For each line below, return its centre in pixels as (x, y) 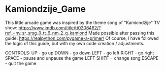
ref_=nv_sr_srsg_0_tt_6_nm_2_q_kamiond (46, 33)
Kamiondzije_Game (46, 9)
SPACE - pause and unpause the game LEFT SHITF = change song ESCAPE (82, 58)
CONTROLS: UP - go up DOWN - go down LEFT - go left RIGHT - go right (80, 53)
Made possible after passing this (121, 33)
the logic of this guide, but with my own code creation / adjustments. (75, 43)
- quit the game (21, 63)
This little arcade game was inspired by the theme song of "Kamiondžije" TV (82, 23)
